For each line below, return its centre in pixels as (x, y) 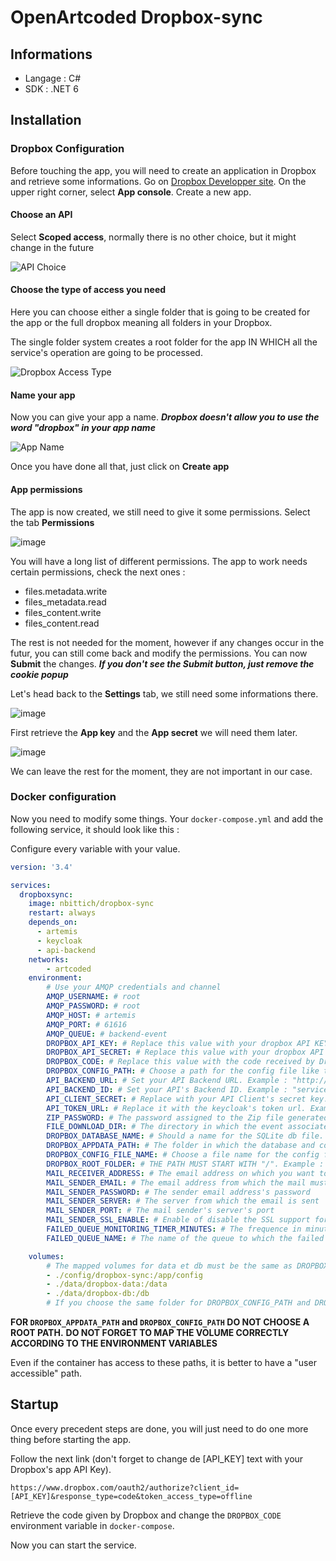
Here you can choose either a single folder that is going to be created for (160, 312)
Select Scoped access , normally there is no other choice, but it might (153, 237)
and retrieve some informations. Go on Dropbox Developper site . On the (158, 181)
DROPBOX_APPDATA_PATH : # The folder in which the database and (180, 1146)
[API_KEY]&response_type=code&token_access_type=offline (131, 1496)
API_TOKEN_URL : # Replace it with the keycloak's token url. (176, 1108)
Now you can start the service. (73, 1545)
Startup (34, 1404)
